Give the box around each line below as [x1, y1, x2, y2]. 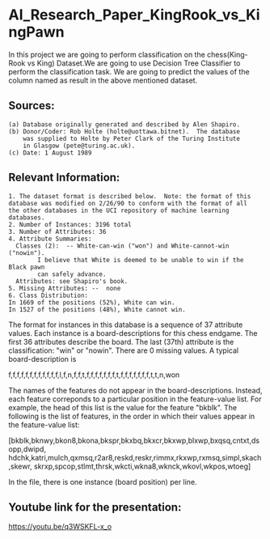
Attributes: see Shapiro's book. [15, 277, 129, 285]
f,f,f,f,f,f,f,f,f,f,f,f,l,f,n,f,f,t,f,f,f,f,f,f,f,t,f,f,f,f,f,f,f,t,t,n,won [8, 370, 180, 380]
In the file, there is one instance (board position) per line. [8, 477, 197, 486]
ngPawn [8, 23, 65, 41]
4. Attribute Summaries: [8, 235, 92, 243]
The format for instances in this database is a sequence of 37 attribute [8, 320, 243, 329]
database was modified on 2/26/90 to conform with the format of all [8, 199, 248, 207]
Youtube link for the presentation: [8, 500, 182, 514]
